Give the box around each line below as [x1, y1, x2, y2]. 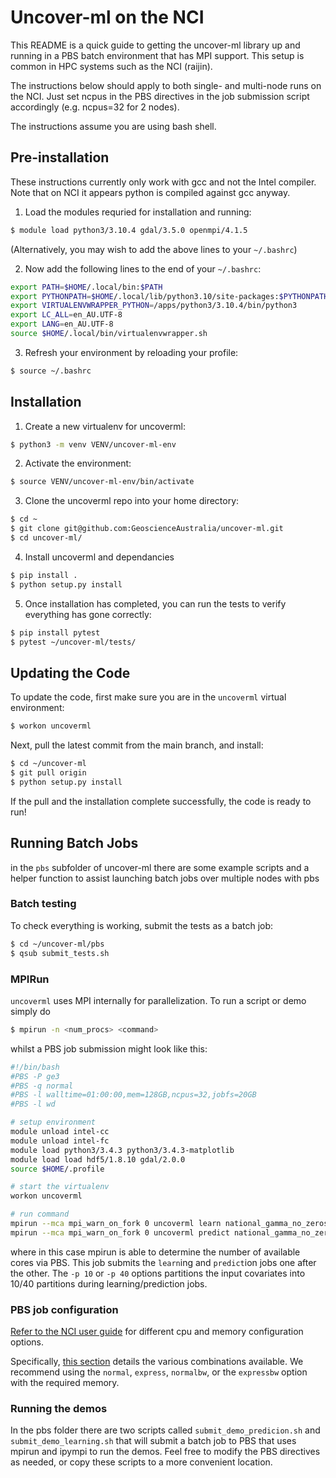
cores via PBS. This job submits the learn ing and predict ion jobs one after [10, 1256, 317, 1268]
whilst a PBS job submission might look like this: [10, 1042, 208, 1055]
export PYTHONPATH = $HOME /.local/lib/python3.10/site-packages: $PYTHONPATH [10, 291, 329, 301]
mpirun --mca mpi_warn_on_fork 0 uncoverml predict [10, 1227, 230, 1238]
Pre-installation [10, 149, 110, 166]
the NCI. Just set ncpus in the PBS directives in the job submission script [10, 90, 310, 102]
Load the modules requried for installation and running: [24, 206, 252, 218]
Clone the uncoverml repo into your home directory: [24, 495, 240, 507]
